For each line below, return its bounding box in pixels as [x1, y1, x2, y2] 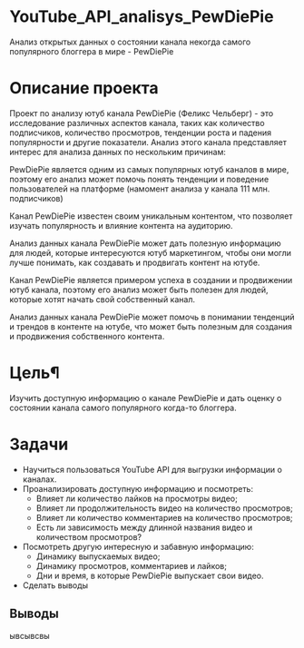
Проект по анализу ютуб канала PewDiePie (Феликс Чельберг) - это [9, 107, 274, 119]
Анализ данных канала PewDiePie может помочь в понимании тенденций [9, 311, 295, 322]
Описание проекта [9, 78, 159, 99]
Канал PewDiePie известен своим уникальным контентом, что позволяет [9, 211, 293, 221]
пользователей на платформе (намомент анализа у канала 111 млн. [9, 183, 270, 194]
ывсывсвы [9, 630, 50, 641]
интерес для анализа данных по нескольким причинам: [9, 146, 227, 157]
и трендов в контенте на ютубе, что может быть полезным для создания [9, 320, 292, 332]
